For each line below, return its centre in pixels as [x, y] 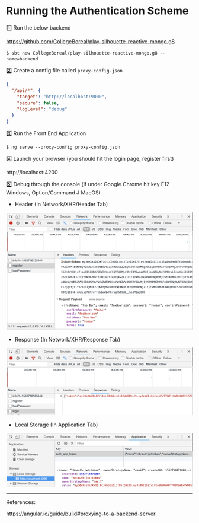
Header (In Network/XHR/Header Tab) [61, 204]
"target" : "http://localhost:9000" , [62, 97]
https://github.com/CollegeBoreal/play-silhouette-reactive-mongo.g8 [91, 41]
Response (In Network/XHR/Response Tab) [67, 340]
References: [21, 502]
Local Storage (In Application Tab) [56, 425]
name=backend [22, 59]
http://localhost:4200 [32, 173]
